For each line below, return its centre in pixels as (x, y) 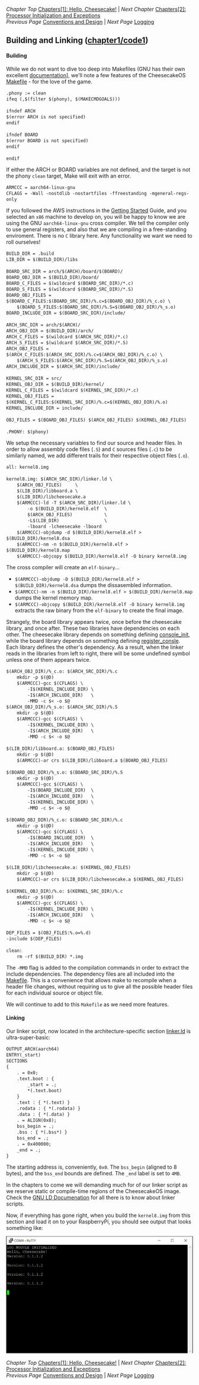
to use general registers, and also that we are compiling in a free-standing (96, 229)
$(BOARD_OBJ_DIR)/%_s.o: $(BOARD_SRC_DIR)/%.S (65, 772)
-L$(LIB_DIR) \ (68, 520)
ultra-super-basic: (28, 1037)
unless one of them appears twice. (48, 660)
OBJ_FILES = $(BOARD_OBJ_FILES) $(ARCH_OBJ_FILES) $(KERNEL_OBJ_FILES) (96, 420)
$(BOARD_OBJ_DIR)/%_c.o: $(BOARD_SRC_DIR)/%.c (65, 820)
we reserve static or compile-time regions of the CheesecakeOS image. (94, 1191)
